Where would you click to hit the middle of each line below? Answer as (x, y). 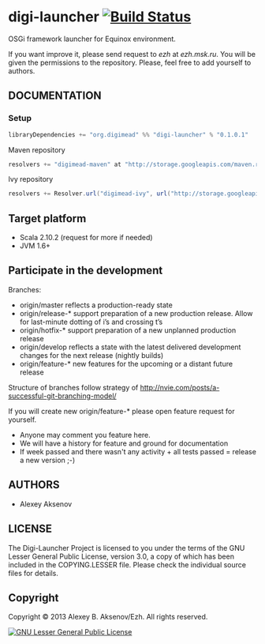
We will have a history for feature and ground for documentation (124, 443)
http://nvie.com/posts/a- (180, 387)
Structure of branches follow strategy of (73, 387)
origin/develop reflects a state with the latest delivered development (130, 347)
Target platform (47, 218)
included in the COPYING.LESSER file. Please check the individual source (127, 564)
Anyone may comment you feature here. (85, 435)
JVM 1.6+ (35, 246)
